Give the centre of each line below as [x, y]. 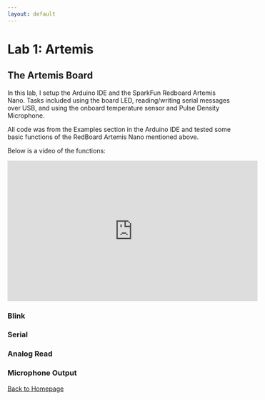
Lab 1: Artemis [51, 49]
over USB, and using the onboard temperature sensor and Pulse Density [114, 108]
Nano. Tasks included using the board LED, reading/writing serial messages [119, 100]
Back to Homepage [36, 389]
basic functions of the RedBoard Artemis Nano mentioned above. [103, 137]
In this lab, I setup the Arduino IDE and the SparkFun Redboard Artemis [112, 93]
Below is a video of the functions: [56, 150]
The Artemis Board [50, 76]
